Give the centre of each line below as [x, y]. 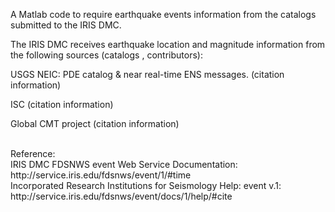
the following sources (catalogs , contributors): [106, 55]
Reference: [33, 153]
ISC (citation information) [62, 104]
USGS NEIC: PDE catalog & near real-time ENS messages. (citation [147, 74]
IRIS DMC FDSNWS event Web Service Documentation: [124, 164]
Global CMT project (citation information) [95, 123]
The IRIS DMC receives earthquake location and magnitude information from [168, 44]
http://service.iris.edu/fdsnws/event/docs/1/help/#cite [121, 196]
